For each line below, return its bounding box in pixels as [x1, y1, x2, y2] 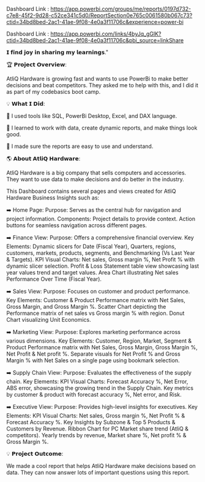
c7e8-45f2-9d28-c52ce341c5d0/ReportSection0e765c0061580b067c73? [6, 12, 193, 19]
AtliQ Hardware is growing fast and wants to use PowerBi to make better [6, 75, 188, 82]
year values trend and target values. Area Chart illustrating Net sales [6, 269, 179, 276]
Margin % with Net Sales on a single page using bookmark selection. [6, 357, 180, 364]
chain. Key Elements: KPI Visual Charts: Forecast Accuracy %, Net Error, [6, 378, 188, 385]
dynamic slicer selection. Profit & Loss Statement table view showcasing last [6, 262, 199, 270]
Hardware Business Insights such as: [6, 194, 100, 201]
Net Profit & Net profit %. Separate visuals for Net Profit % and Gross [6, 350, 181, 357]
